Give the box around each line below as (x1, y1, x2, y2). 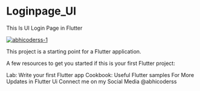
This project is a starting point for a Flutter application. (6, 47, 141, 55)
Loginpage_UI (6, 4, 77, 18)
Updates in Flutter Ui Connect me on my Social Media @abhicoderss (6, 78, 177, 85)
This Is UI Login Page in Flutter (6, 24, 83, 32)
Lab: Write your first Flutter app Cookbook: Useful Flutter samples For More (6, 71, 195, 78)
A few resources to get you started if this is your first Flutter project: (6, 59, 175, 67)
